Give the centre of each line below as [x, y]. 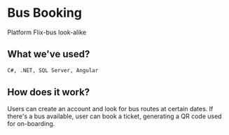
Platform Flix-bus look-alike [47, 32]
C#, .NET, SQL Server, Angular [53, 70]
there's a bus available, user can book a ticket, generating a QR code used [114, 116]
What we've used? [49, 54]
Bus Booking [45, 13]
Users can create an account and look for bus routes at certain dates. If [110, 109]
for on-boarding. [31, 124]
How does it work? [49, 92]
